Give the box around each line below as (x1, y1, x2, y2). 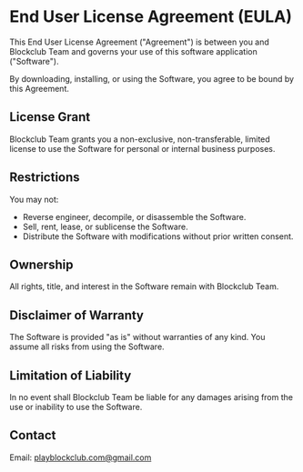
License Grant (9, 109, 91, 125)
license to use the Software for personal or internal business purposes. (9, 143, 276, 154)
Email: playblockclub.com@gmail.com (9, 452, 152, 463)
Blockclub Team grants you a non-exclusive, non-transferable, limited (9, 134, 270, 145)
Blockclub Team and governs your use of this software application (9, 45, 258, 56)
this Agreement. (9, 83, 70, 94)
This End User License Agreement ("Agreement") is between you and (9, 36, 270, 47)
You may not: (9, 194, 59, 205)
